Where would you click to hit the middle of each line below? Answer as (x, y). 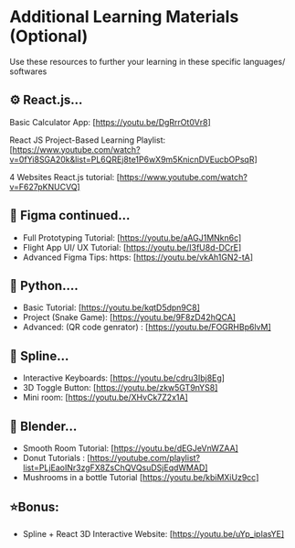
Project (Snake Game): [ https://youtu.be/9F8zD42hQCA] (129, 317)
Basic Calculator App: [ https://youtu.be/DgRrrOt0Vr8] (111, 122)
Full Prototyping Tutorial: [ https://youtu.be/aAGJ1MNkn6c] (132, 237)
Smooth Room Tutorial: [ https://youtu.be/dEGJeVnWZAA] (131, 448)
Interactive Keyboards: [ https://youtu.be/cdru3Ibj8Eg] (124, 378)
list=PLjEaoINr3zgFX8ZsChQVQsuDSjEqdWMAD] (115, 467)
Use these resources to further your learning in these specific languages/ (147, 61)
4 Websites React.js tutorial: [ (65, 177)
